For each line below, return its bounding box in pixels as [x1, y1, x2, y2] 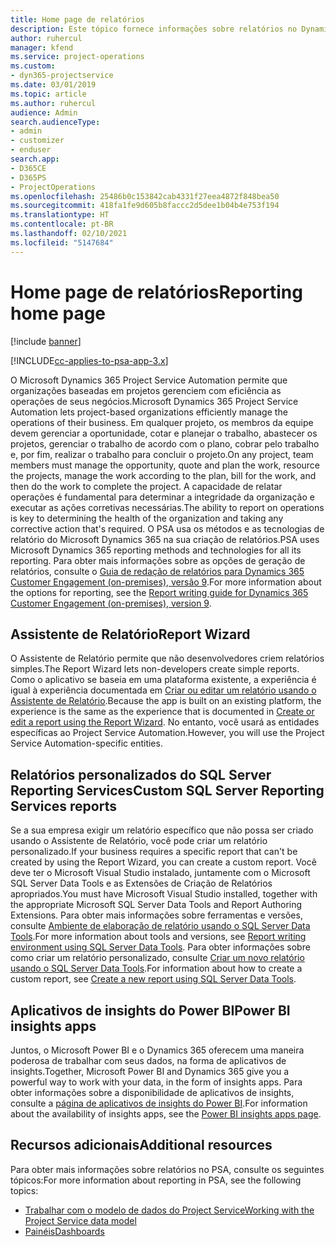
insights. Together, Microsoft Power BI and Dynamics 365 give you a [10, 1066, 290, 1077]
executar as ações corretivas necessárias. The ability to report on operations [10, 501, 325, 513]
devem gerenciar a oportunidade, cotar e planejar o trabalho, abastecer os [10, 427, 318, 439]
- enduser [10, 145, 52, 155]
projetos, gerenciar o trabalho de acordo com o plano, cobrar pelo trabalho [10, 437, 320, 450]
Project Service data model [24, 1214, 137, 1226]
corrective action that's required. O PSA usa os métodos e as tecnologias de [10, 522, 325, 535]
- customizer [10, 136, 65, 146]
